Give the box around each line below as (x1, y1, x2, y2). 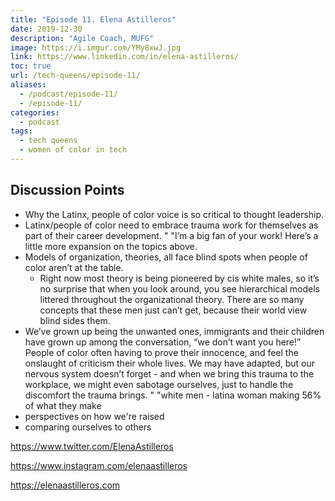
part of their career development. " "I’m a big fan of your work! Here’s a (24, 229, 319, 241)
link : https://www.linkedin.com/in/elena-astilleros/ (10, 52, 240, 62)
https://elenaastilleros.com (10, 479, 121, 491)
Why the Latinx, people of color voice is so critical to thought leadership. (24, 208, 325, 220)
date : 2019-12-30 (10, 24, 83, 34)
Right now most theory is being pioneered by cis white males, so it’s (39, 272, 320, 284)
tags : (10, 126, 33, 136)
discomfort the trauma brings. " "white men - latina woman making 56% (24, 389, 322, 401)
